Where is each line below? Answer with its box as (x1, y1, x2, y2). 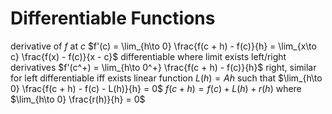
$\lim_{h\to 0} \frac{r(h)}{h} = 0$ (10, 93, 146, 105)
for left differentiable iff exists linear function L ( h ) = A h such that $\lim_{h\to (10, 72, 323, 84)
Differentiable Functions (10, 7, 216, 30)
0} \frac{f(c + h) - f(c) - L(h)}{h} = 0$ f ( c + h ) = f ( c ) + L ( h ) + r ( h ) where (10, 82, 302, 94)
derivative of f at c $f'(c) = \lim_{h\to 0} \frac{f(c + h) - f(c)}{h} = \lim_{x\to (10, 40, 317, 52)
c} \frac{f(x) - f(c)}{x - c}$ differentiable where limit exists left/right (10, 50, 287, 62)
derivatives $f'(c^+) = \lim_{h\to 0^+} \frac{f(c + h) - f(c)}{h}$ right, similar (10, 61, 317, 73)
